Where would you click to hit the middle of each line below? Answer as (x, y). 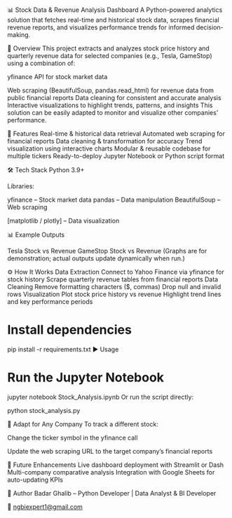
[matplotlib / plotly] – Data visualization (63, 220)
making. (19, 35)
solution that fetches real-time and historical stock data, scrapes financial (113, 20)
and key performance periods (50, 302)
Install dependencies (69, 330)
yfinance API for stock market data (57, 77)
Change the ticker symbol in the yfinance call (73, 437)
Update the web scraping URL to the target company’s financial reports (110, 451)
